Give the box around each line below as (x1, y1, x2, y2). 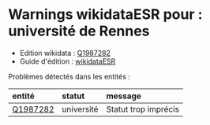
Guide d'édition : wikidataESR (19, 57, 116, 66)
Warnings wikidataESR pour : (8, 6, 203, 24)
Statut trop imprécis (106, 104, 180, 115)
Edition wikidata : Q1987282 (19, 48, 111, 57)
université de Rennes (8, 22, 150, 40)
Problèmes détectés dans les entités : (8, 72, 130, 81)
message (106, 90, 142, 101)
